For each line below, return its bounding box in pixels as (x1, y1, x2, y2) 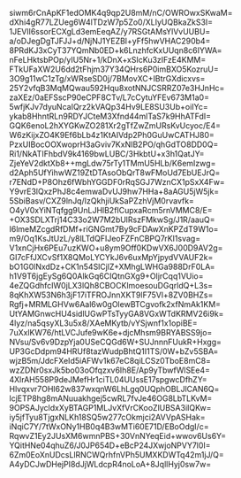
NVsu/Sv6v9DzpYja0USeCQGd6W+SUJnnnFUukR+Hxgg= (9, 336, 222, 347)
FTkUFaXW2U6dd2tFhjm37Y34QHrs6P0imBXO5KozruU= (9, 64, 219, 74)
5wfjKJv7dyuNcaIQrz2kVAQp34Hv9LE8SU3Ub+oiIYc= (9, 102, 209, 112)
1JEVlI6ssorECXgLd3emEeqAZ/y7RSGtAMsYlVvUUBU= (9, 27, 211, 36)
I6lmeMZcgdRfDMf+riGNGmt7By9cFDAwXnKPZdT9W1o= (9, 224, 219, 234)
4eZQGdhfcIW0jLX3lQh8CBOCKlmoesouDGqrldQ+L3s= (9, 281, 214, 290)
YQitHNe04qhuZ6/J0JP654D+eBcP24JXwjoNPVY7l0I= (9, 440, 211, 451)
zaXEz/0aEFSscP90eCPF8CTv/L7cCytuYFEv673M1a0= (9, 92, 210, 103)
